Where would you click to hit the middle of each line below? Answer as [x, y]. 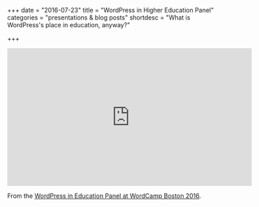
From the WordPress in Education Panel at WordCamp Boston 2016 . [104, 196]
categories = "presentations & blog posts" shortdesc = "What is [99, 17]
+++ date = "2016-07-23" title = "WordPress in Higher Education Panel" [111, 10]
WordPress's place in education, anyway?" [69, 25]
